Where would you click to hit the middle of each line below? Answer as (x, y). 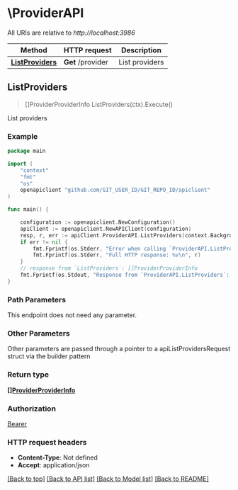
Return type (28, 375)
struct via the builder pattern (49, 356)
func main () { (28, 210)
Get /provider (86, 62)
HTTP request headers (47, 442)
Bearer (17, 423)
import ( (20, 164)
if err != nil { (44, 242)
